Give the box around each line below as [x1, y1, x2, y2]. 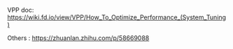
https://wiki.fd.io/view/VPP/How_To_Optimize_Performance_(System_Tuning [7, 13, 226, 21]
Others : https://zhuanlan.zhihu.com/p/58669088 [7, 34, 150, 42]
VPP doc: [7, 6, 34, 14]
